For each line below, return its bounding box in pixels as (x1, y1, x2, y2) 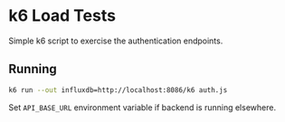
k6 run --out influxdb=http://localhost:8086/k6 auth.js (8, 85, 228, 95)
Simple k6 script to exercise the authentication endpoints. (8, 35, 223, 46)
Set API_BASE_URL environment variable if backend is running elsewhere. (8, 101, 277, 113)
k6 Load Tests (8, 5, 117, 26)
